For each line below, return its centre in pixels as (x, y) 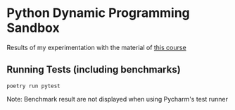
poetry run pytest (33, 86)
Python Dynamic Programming (99, 13)
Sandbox (33, 28)
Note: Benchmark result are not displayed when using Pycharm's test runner (117, 99)
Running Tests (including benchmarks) (94, 69)
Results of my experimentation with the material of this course (97, 47)
